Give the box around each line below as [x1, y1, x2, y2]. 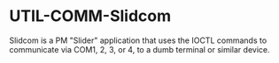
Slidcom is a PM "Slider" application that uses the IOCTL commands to [9, 35, 267, 45]
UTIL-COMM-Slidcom [9, 6, 172, 26]
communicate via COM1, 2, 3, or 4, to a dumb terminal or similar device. [9, 44, 270, 54]
